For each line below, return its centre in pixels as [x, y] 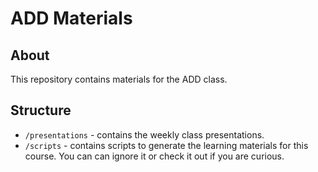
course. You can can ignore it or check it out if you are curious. [154, 156]
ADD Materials [71, 18]
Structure [41, 110]
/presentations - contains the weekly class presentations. [144, 134]
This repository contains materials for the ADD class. [119, 79]
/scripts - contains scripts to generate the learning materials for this [166, 145]
